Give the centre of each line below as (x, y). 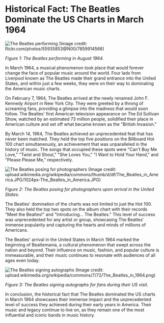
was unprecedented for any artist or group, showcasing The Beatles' (75, 219)
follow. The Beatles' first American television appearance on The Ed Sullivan (82, 113)
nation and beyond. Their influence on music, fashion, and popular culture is (82, 250)
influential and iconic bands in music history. (50, 315)
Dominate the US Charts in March (74, 19)
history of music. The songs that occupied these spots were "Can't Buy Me (81, 149)
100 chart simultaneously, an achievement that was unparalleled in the (76, 144)
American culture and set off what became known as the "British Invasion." (81, 124)
